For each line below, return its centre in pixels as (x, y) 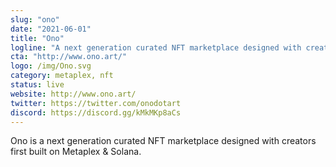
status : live (37, 85)
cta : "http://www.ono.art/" (69, 57)
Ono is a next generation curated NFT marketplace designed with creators (163, 141)
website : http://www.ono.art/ (73, 94)
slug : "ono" (35, 19)
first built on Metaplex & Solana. (76, 152)
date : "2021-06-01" (51, 29)
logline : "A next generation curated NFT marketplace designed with (156, 47)
